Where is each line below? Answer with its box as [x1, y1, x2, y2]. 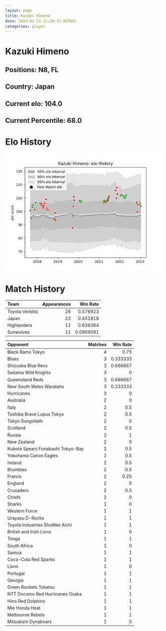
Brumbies [7, 466, 27, 472]
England [7, 480, 24, 486]
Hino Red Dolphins [7, 598, 46, 604]
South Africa [7, 542, 33, 548]
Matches [87, 341, 107, 348]
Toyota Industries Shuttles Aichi [7, 522, 72, 527]
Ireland [7, 459, 22, 465]
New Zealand [7, 438, 35, 445]
